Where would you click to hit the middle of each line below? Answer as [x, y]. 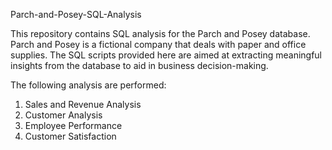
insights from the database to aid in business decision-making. [139, 65]
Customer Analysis [63, 115]
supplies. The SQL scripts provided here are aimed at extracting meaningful [166, 55]
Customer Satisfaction [70, 136]
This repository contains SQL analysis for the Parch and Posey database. [160, 33]
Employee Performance [73, 125]
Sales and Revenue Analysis [83, 104]
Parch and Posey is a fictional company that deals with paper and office [158, 44]
